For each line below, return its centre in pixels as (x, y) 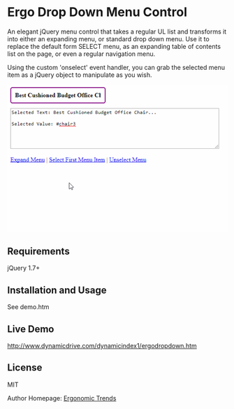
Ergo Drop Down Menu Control (97, 12)
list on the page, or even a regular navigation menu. (81, 54)
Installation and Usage (57, 290)
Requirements (38, 251)
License (25, 368)
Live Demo (31, 329)
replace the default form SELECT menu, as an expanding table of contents (114, 46)
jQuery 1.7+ (24, 268)
